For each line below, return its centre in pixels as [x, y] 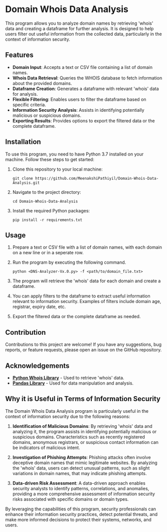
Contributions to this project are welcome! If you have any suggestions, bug [83, 345]
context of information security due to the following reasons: [68, 416]
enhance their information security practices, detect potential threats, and [81, 514]
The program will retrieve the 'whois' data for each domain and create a [87, 281]
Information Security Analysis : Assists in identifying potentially [78, 110]
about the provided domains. [42, 83]
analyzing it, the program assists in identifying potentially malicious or [85, 431]
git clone [23, 178]
